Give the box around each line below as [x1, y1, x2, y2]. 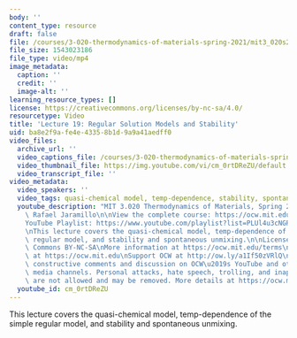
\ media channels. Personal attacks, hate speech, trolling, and [25, 268, 271, 277]
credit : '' [17, 79, 57, 88]
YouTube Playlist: [25, 219, 93, 227]
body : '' [9, 12, 42, 22]
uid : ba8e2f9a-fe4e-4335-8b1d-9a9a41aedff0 [9, 128, 172, 137]
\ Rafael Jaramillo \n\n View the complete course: [25, 210, 212, 219]
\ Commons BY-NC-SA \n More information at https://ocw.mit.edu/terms [25, 243, 283, 252]
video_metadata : [9, 178, 69, 187]
